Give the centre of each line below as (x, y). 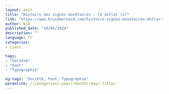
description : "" (22, 33)
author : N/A (18, 24)
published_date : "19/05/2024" (37, 28)
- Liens (13, 47)
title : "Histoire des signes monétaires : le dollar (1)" (67, 14)
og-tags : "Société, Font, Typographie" (47, 79)
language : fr (19, 38)
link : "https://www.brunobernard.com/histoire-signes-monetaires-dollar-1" (86, 19)
